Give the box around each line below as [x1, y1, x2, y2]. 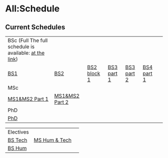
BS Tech [7, 137, 27, 144]
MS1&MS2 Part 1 [7, 96, 49, 102]
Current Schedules [5, 23, 65, 31]
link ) [7, 56, 18, 62]
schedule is [7, 43, 35, 50]
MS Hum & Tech [33, 137, 71, 144]
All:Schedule [5, 3, 60, 14]
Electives [7, 129, 29, 135]
